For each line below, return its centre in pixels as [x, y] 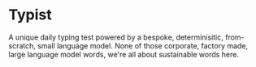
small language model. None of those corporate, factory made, [143, 45]
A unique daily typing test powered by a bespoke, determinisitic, [116, 37]
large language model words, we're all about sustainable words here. [124, 54]
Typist [30, 15]
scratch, [22, 45]
